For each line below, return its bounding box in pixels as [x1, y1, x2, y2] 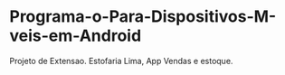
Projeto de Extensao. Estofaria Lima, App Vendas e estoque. [9, 55, 233, 66]
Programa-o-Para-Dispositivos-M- [9, 6, 277, 27]
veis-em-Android [9, 25, 142, 46]
